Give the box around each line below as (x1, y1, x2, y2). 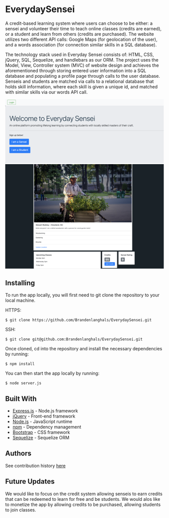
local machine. (5, 297, 36, 303)
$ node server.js (5, 381, 42, 386)
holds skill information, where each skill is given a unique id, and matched (5, 83, 158, 89)
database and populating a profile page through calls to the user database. (5, 73, 160, 79)
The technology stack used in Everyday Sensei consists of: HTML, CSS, (5, 51, 154, 58)
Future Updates (5, 477, 55, 486)
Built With (5, 394, 37, 403)
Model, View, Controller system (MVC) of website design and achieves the (5, 62, 159, 68)
